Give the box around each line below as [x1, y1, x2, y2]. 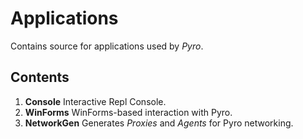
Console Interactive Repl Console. [24, 95, 167, 107]
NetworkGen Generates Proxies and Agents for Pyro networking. [24, 117, 294, 129]
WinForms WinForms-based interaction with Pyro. [24, 106, 233, 118]
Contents [10, 69, 70, 86]
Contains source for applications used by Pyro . [10, 40, 204, 52]
